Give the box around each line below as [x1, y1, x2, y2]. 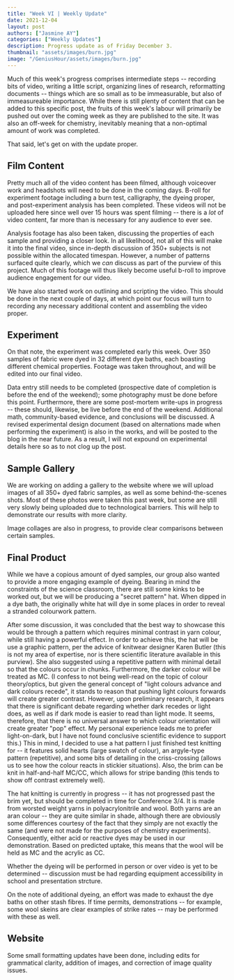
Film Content [7, 160, 65, 172]
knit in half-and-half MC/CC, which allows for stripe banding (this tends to [7, 768, 219, 777]
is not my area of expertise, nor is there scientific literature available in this [7, 650, 221, 658]
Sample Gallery [7, 462, 75, 474]
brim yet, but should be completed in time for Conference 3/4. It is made [7, 797, 215, 805]
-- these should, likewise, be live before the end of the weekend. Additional [7, 405, 223, 414]
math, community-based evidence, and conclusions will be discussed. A [7, 413, 215, 421]
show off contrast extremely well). [7, 776, 106, 784]
